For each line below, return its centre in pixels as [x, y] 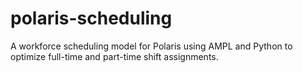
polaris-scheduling [91, 18]
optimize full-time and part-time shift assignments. [114, 56]
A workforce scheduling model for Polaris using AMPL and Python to [151, 46]
